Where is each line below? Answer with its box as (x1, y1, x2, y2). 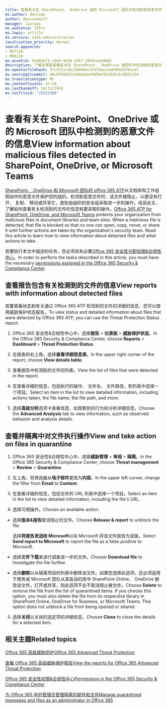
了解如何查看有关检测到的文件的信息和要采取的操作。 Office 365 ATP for (5, 206, 153, 212)
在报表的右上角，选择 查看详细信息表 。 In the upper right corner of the (12, 352, 155, 357)
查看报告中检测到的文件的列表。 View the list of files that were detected (12, 367, 158, 373)
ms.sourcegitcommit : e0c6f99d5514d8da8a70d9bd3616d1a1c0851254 (5, 72, 139, 77)
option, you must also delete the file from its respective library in (12, 593, 145, 599)
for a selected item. (12, 619, 52, 625)
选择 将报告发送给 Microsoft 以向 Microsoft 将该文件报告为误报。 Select (12, 532, 156, 538)
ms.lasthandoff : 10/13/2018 (5, 86, 64, 91)
